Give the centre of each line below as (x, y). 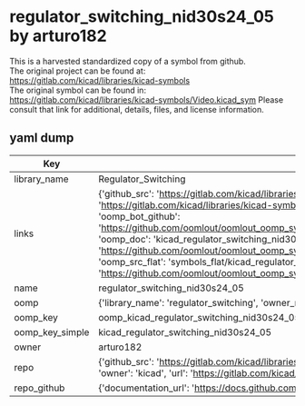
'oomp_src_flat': (132, 262)
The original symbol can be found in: (78, 90)
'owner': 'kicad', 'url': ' (146, 372)
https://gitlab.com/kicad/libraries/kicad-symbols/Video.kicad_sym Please (147, 99)
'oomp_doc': (125, 239)
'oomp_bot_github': (139, 216)
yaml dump (42, 138)
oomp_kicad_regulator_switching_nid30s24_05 (200, 317)
